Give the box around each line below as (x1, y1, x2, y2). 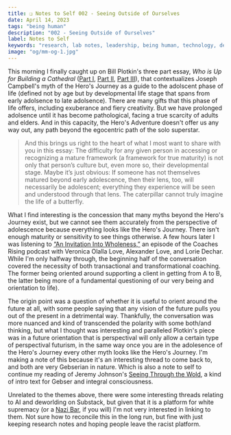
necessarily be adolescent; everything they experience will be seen (24, 183, 215, 191)
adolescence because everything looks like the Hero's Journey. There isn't (8, 225, 219, 234)
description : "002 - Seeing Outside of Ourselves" (8, 29, 156, 36)
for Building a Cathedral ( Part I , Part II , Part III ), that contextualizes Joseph (8, 74, 217, 82)
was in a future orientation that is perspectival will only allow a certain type (8, 333, 219, 342)
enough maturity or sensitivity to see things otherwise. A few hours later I (8, 232, 215, 241)
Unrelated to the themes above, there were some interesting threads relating (8, 390, 223, 399)
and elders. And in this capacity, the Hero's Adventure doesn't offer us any (8, 118, 219, 126)
